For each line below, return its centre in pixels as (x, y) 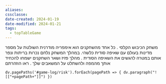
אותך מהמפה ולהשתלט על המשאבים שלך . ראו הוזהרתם (58, 63)
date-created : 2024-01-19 (32, 19)
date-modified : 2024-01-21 (33, 24)
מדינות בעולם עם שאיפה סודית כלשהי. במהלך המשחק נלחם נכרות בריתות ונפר (79, 52)
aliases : (14, 10)
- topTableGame (25, 33)
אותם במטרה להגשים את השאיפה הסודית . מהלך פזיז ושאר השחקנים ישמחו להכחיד (83, 58)
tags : (11, 28)
